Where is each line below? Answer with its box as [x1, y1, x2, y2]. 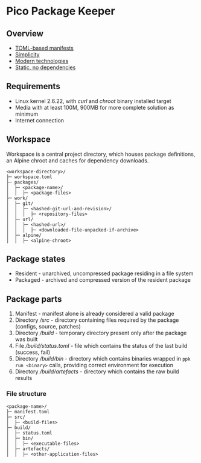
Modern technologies [14, 58, 69, 64]
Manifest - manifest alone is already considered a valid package [14, 310, 174, 318]
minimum [14, 110, 38, 118]
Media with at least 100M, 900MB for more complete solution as [14, 104, 174, 111]
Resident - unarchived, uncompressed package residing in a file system [14, 270, 194, 277]
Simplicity [14, 51, 40, 58]
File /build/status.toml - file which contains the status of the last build [14, 342, 188, 350]
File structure [6, 390, 46, 398]
